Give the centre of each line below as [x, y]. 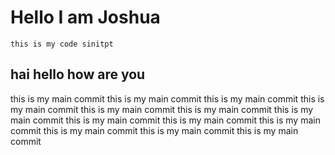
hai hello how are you [78, 74]
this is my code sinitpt [62, 44]
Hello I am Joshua [85, 17]
